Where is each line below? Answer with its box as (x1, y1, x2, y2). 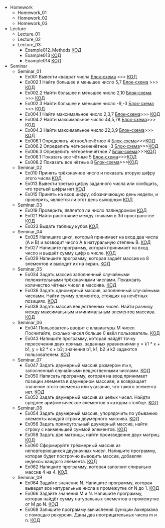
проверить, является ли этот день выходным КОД (25, 197, 133, 203)
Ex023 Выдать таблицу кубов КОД (25, 223, 99, 229)
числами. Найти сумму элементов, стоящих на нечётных (25, 293, 148, 299)
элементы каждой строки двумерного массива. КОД (25, 416, 139, 421)
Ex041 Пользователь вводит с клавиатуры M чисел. (25, 325, 136, 331)
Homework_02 (17, 15, 48, 21)
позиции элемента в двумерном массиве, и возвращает (25, 378, 146, 384)
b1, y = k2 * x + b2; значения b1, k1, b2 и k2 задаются (25, 346, 137, 352)
